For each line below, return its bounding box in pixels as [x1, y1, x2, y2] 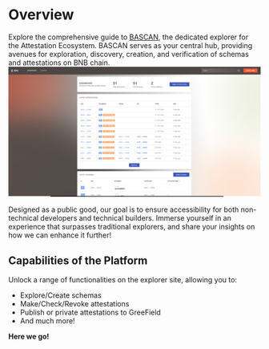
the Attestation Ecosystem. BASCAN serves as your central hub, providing [8, 40, 253, 50]
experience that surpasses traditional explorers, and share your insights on [8, 222, 255, 232]
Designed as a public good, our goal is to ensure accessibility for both [8, 205, 239, 214]
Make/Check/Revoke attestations [19, 299, 130, 309]
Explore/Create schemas [19, 290, 102, 300]
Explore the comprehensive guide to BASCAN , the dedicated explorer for [8, 32, 249, 42]
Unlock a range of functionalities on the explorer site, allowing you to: [8, 275, 238, 285]
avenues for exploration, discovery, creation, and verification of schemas [8, 49, 250, 59]
